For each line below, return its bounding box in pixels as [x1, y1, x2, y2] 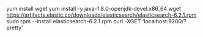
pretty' [6, 24, 23, 31]
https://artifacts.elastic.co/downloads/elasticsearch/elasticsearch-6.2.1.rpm [6, 11, 197, 18]
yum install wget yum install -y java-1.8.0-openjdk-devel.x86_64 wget [6, 5, 182, 12]
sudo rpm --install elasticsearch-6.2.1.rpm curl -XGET [6, 18, 141, 24]
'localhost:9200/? [142, 18, 186, 24]
